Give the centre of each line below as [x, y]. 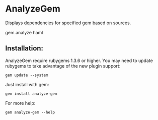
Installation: [24, 48]
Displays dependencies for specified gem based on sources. [68, 23]
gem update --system [27, 75]
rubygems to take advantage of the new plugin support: [63, 66]
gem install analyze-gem [31, 94]
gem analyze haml [24, 32]
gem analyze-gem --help [30, 112]
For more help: [20, 103]
